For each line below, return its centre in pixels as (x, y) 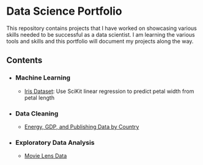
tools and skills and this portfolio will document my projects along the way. (100, 41)
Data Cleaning (37, 113)
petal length (39, 97)
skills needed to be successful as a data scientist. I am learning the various (101, 34)
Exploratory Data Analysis (55, 142)
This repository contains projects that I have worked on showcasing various (102, 28)
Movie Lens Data (46, 156)
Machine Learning (43, 78)
